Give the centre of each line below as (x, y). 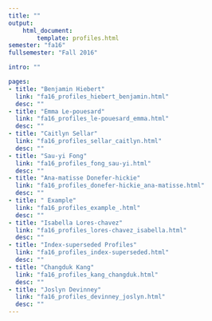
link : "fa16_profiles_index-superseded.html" (92, 252)
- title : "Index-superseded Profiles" (73, 245)
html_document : (48, 30)
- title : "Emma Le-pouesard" (57, 111)
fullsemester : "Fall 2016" (53, 53)
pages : (19, 81)
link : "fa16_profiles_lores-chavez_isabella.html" (101, 230)
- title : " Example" (43, 200)
